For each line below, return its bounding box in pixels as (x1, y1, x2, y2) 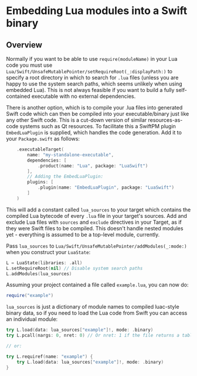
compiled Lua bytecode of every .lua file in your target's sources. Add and (6, 212, 188, 219)
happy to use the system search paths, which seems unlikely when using (6, 80, 183, 87)
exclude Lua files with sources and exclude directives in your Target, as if (6, 218, 182, 225)
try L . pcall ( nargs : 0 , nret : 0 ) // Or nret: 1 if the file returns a (6, 333, 180, 339)
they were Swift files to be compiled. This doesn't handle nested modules (6, 224, 184, 232)
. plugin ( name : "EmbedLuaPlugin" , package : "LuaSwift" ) (37, 184, 175, 191)
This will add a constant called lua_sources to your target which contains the (6, 206, 191, 213)
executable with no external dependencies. (31, 93, 136, 100)
